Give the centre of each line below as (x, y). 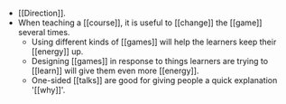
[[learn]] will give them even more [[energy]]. (115, 71)
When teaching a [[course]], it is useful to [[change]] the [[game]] (140, 23)
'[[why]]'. (48, 90)
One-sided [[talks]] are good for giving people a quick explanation (154, 80)
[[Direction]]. (42, 13)
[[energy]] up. (57, 52)
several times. (44, 32)
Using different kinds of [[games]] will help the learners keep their (154, 42)
